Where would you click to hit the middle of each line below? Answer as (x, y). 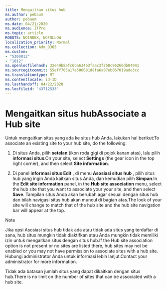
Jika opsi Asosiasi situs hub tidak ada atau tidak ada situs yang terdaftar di (82, 230)
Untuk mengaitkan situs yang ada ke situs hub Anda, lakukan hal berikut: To (82, 138)
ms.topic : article (24, 33)
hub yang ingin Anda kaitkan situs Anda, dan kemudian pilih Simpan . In (85, 178)
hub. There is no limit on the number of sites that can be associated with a (81, 277)
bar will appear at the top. (39, 210)
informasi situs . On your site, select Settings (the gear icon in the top (83, 158)
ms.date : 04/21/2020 (27, 24)
